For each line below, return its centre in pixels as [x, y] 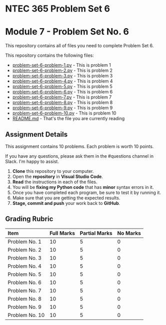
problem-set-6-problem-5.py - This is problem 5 [62, 86]
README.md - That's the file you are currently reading [68, 119]
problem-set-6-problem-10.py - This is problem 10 [64, 113]
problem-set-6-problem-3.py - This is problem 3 [62, 76]
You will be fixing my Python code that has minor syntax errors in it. [83, 187]
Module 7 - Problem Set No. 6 [67, 32]
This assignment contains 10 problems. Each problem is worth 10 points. [79, 146]
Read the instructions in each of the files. [55, 182]
